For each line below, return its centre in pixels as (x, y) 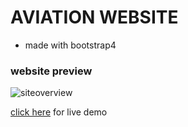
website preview (51, 71)
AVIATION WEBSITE (94, 17)
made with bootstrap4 (70, 45)
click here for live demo (59, 112)
